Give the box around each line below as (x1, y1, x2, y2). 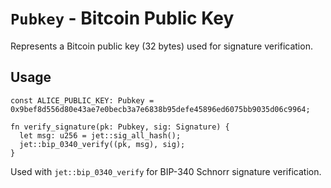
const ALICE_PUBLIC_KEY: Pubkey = (10, 95, 155, 106)
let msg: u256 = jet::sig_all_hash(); (19, 130, 182, 141)
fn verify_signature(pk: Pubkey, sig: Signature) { (10, 122, 230, 132)
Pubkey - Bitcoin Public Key (10, 7, 235, 30)
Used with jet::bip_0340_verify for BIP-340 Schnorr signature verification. (10, 165, 322, 177)
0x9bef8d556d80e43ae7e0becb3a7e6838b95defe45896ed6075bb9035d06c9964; (10, 104, 311, 114)
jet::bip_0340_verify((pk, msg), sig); (19, 139, 186, 149)
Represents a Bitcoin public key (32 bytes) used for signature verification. (10, 40, 313, 52)
